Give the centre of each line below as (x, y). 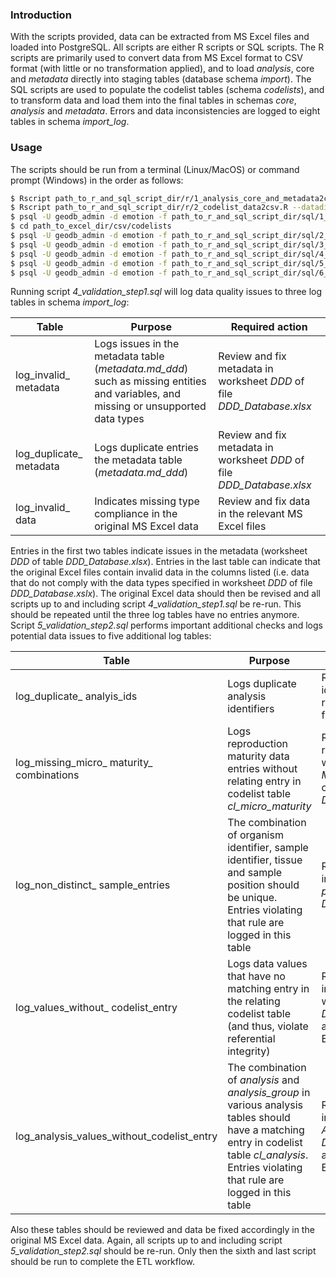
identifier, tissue (265, 860)
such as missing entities (150, 381)
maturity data (258, 756)
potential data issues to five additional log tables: (111, 636)
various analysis (265, 1105)
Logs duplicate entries (147, 448)
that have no (256, 976)
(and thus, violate (268, 1026)
